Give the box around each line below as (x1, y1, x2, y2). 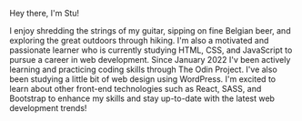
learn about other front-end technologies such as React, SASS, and (9, 84, 262, 94)
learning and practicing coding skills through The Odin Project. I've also (9, 64, 277, 75)
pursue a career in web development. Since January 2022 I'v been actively (9, 55, 291, 65)
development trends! (9, 103, 87, 113)
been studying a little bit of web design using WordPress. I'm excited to (9, 74, 276, 85)
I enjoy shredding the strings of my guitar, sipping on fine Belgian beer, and (9, 25, 291, 35)
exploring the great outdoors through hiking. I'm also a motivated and (9, 35, 269, 45)
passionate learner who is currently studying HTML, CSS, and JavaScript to (9, 45, 293, 55)
